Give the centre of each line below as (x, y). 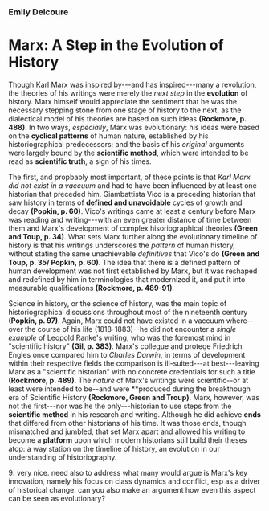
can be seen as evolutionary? (57, 498)
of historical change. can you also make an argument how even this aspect (132, 489)
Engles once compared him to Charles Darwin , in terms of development (127, 354)
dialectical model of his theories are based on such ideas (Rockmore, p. (128, 118)
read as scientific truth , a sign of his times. (80, 161)
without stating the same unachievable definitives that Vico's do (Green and (134, 253)
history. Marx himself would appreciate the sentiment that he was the (123, 101)
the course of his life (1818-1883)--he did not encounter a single (131, 329)
